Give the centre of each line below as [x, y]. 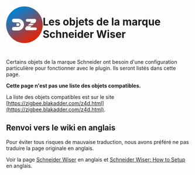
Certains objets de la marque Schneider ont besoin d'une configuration [92, 61]
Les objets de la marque [102, 22]
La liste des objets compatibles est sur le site [60, 97]
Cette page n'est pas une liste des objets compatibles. [73, 85]
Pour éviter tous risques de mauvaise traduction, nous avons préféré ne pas [97, 142]
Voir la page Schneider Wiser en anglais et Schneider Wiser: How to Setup [96, 159]
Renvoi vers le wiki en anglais [61, 128]
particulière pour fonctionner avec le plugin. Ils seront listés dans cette [91, 68]
